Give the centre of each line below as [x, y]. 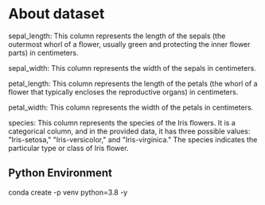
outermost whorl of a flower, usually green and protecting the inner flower [129, 44]
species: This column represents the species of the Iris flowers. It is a [122, 122]
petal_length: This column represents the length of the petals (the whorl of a [133, 83]
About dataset [57, 14]
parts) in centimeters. [43, 52]
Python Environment [60, 173]
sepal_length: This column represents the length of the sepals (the [117, 36]
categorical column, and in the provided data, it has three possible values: [129, 131]
